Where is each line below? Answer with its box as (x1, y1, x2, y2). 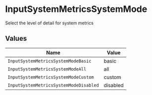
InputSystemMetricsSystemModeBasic (7, 58, 92, 64)
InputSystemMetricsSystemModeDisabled (7, 82, 99, 88)
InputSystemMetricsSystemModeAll (7, 66, 87, 72)
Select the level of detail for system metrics (5, 20, 94, 26)
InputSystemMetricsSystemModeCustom (7, 74, 94, 80)
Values (5, 34, 27, 43)
